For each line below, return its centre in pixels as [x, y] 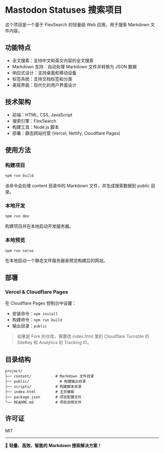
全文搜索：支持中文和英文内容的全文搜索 [53, 60]
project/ [14, 371]
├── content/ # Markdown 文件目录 [50, 376]
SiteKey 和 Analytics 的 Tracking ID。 [54, 343]
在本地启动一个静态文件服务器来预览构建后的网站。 [56, 261]
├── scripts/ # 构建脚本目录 [43, 386]
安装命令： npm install [35, 314]
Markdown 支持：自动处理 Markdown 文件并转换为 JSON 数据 [74, 66]
